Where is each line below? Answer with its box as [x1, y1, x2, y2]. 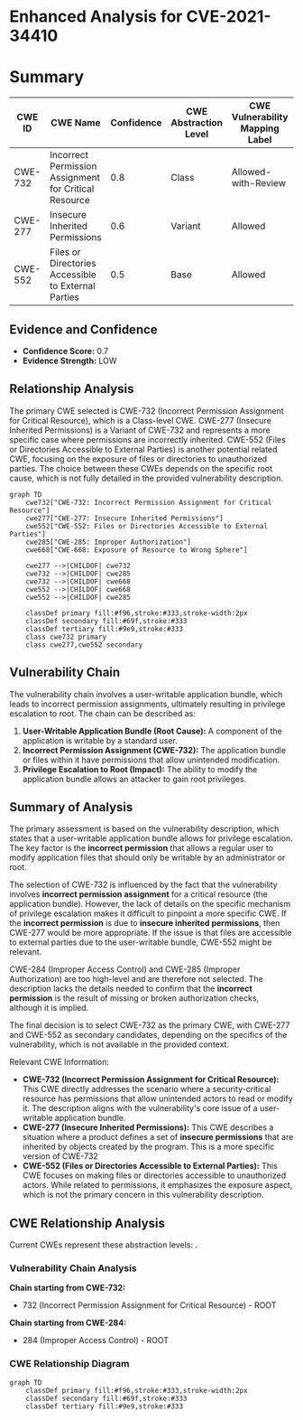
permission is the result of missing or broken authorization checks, [9, 993, 260, 1004]
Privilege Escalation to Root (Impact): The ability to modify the [22, 763, 258, 774]
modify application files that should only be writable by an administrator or [9, 852, 286, 864]
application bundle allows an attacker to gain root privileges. [22, 773, 247, 784]
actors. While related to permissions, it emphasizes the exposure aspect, [22, 1180, 293, 1191]
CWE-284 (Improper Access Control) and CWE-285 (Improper [9, 964, 241, 975]
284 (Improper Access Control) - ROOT [22, 1335, 170, 1346]
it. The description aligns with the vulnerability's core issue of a [22, 1103, 259, 1114]
